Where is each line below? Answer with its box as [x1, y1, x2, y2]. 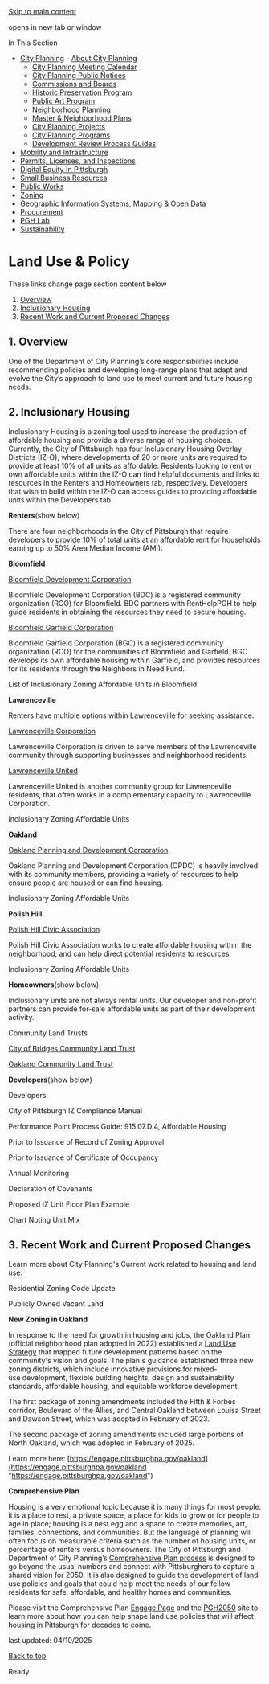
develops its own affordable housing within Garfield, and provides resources [8, 655, 261, 665]
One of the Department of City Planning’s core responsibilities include [8, 356, 239, 366]
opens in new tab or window [8, 23, 102, 31]
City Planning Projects [31, 122, 106, 131]
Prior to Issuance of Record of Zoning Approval [8, 1137, 165, 1146]
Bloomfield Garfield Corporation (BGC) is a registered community [8, 638, 224, 648]
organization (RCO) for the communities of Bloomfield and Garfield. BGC [8, 646, 248, 656]
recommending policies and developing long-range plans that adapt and [8, 365, 247, 375]
